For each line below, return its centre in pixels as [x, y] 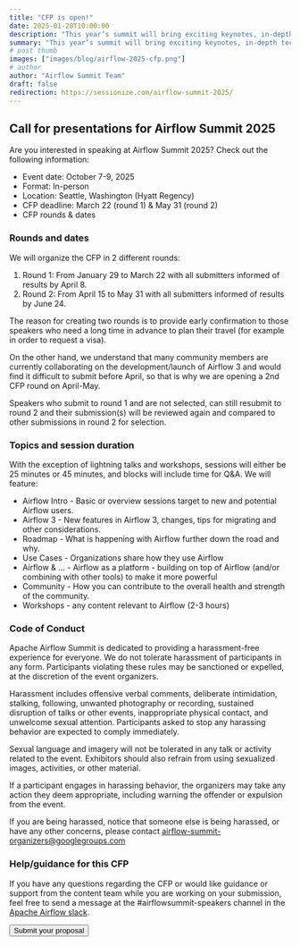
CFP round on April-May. [55, 385]
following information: [49, 160]
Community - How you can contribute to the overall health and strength [154, 586]
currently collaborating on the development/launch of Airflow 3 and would [145, 367]
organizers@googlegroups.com [67, 840]
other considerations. [61, 529]
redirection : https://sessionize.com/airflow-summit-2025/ [121, 92]
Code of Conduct [47, 629]
